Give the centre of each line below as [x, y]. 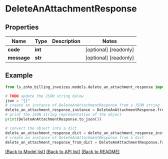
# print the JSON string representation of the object [63, 115]
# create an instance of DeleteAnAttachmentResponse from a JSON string [82, 105]
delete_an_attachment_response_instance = [50, 110]
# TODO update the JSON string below [44, 96]
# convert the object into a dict [41, 128]
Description [66, 41]
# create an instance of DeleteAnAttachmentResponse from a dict [74, 137]
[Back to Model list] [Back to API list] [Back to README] [62, 152]
